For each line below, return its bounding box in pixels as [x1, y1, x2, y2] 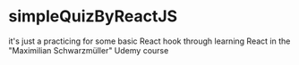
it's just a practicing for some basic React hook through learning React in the [8, 36, 291, 46]
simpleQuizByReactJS [8, 6, 178, 27]
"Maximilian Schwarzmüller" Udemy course [8, 45, 169, 55]
